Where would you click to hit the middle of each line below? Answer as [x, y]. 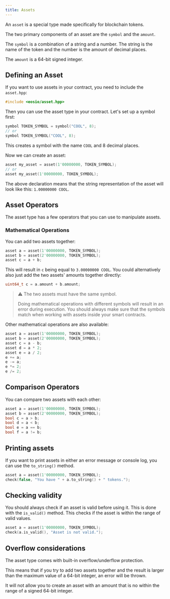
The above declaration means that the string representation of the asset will [84, 183]
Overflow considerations [45, 548]
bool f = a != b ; [24, 432]
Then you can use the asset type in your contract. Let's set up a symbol [80, 111]
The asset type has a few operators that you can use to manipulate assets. [83, 217]
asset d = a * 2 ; [24, 348]
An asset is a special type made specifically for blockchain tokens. [75, 24]
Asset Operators [32, 205]
